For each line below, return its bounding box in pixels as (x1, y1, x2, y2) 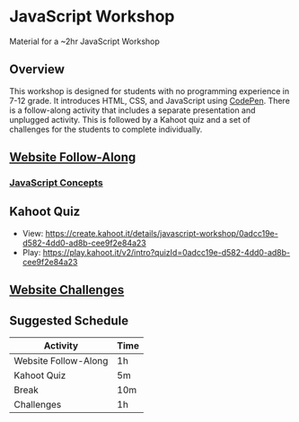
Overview (9, 62, 66, 77)
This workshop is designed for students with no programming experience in (9, 85, 290, 96)
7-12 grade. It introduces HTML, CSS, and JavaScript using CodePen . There (9, 95, 290, 106)
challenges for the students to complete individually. (9, 124, 203, 134)
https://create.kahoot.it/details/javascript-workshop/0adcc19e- (45, 228, 278, 238)
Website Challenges (9, 282, 125, 297)
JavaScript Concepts (9, 177, 103, 189)
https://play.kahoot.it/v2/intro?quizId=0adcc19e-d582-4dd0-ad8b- (42, 246, 290, 257)
